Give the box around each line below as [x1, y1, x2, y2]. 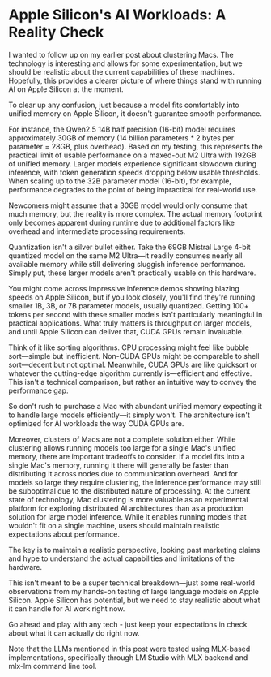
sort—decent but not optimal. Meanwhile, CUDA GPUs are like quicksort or [8, 360, 257, 369]
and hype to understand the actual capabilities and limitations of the [8, 554, 235, 563]
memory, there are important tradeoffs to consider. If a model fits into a [8, 451, 245, 461]
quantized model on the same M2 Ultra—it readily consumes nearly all [8, 250, 243, 261]
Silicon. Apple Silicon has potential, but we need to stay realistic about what [8, 595, 260, 605]
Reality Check [8, 23, 104, 41]
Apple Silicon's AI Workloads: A [8, 6, 227, 24]
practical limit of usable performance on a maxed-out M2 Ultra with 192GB [8, 150, 256, 160]
